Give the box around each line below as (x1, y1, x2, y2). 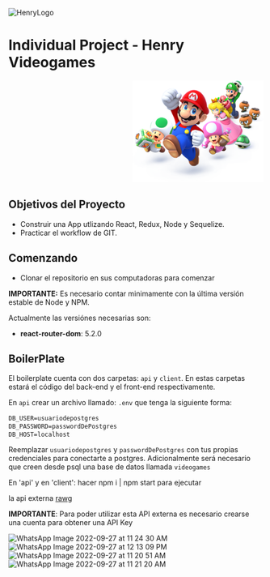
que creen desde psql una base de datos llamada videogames (8, 462, 211, 472)
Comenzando (8, 251, 78, 265)
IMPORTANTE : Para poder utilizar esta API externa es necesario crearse (8, 509, 250, 519)
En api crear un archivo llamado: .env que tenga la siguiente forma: (8, 398, 232, 408)
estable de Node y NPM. (8, 297, 91, 307)
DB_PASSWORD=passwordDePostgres (8, 422, 117, 431)
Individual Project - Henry (8, 36, 184, 54)
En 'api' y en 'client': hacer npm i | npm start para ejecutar (8, 478, 202, 488)
